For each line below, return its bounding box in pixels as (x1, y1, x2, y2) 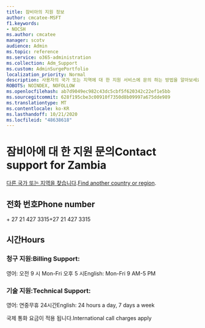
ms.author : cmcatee (6, 32, 56, 38)
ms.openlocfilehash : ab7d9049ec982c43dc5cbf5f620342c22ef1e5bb (6, 89, 171, 95)
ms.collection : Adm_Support (6, 60, 78, 66)
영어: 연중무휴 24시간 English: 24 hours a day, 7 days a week (6, 301, 155, 308)
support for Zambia (6, 158, 107, 172)
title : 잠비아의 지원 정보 (6, 9, 65, 15)
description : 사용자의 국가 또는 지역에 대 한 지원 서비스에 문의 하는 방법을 (6, 77, 178, 83)
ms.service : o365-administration (6, 54, 92, 60)
